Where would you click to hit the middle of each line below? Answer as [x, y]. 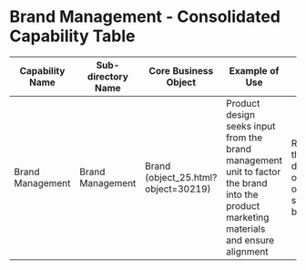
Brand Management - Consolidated [145, 17]
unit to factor [254, 171]
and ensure [250, 240]
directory [108, 77]
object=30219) [178, 189]
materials [246, 228]
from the [245, 137]
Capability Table [72, 36]
